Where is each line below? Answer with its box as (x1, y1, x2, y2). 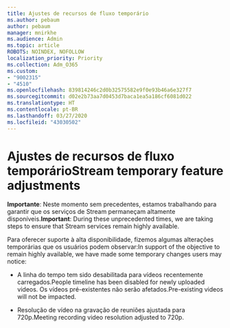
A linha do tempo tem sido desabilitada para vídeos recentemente (16, 271, 204, 279)
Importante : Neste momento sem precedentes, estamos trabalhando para (7, 200, 217, 208)
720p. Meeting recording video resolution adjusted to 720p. (16, 314, 184, 322)
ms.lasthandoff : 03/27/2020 (7, 112, 88, 119)
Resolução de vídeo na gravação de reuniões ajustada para (16, 306, 185, 314)
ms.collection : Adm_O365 (7, 61, 78, 68)
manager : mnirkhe (7, 29, 57, 36)
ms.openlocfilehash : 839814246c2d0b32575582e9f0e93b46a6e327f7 (7, 87, 192, 94)
